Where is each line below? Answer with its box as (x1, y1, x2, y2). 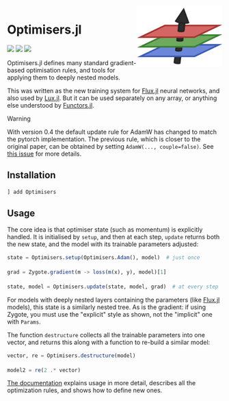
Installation (7, 169, 56, 181)
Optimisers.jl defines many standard (7, 58, 109, 66)
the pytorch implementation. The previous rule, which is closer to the (7, 135, 201, 143)
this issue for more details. (7, 149, 82, 158)
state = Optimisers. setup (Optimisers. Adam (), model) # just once (7, 254, 200, 261)
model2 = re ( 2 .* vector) (7, 367, 81, 374)
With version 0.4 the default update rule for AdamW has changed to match (7, 127, 217, 136)
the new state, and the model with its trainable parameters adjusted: (7, 240, 199, 248)
